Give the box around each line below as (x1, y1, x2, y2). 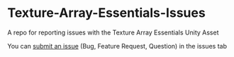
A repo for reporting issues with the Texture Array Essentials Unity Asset (7, 28, 219, 37)
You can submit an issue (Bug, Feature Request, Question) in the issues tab (7, 42, 227, 50)
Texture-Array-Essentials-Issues (7, 5, 206, 21)
